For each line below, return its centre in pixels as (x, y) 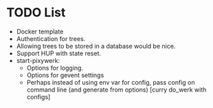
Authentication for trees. (51, 38)
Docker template (40, 31)
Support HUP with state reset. (58, 53)
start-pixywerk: (38, 60)
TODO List (36, 13)
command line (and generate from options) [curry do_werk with (116, 90)
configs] (38, 96)
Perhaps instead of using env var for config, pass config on (111, 82)
